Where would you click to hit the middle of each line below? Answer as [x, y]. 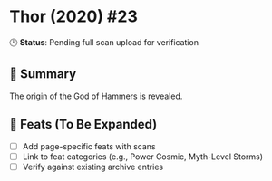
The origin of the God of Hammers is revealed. [96, 96]
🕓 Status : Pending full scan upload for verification [104, 42]
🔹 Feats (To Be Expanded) [83, 124]
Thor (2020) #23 [73, 17]
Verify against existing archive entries [93, 167]
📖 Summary [43, 74]
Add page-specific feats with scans [89, 146]
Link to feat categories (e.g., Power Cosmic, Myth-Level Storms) [143, 157]
